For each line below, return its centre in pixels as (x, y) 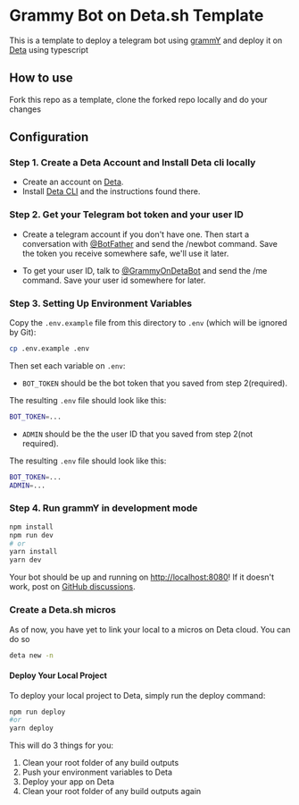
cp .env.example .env (50, 349)
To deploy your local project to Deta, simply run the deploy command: (137, 695)
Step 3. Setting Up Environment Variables (101, 303)
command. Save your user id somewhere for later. (114, 280)
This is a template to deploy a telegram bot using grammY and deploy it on (146, 40)
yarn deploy (31, 729)
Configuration (49, 137)
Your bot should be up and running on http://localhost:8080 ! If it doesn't (142, 577)
